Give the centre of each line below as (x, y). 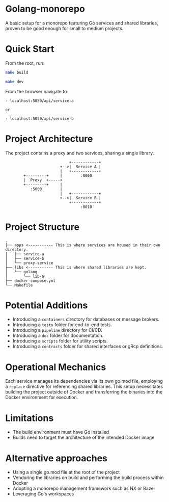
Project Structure (43, 227)
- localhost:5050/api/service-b (39, 118)
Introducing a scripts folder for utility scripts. (60, 341)
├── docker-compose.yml (31, 281)
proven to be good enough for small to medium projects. (64, 28)
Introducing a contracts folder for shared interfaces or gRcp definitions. (88, 347)
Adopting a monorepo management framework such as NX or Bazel (84, 488)
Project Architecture (49, 139)
